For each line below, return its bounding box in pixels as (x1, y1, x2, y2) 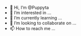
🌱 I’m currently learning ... (9, 15, 62, 20)
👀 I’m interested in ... (9, 10, 52, 16)
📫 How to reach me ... (9, 26, 55, 31)
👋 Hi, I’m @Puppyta (9, 5, 49, 10)
